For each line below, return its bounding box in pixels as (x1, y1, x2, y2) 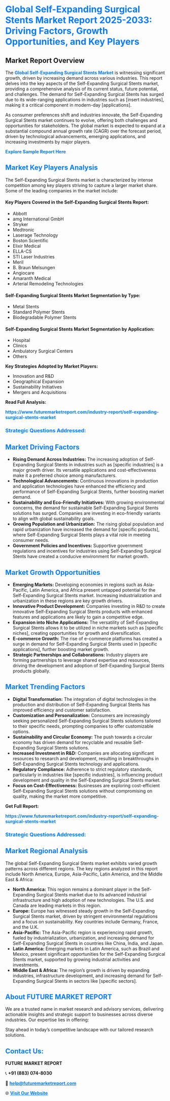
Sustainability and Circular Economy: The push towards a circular (12, 734, 153, 740)
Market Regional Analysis (5, 847, 88, 855)
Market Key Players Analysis (5, 164, 98, 172)
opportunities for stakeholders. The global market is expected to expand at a (5, 123, 165, 128)
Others (12, 353, 27, 360)
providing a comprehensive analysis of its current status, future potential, (5, 86, 158, 92)
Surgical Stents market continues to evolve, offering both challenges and (5, 117, 157, 123)
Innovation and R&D (12, 373, 54, 379)
